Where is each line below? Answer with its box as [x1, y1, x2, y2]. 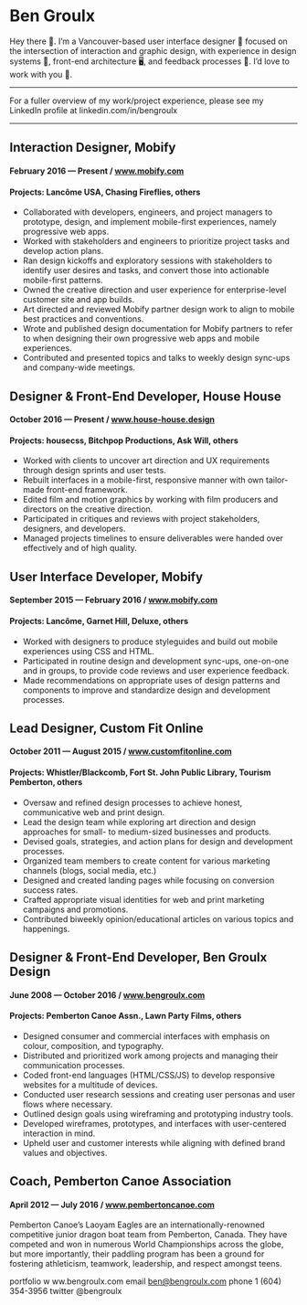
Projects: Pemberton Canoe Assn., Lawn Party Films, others [9, 1011, 242, 1022]
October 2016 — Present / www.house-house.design [9, 414, 216, 425]
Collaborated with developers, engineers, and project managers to [22, 207, 273, 217]
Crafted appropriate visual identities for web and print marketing [22, 894, 265, 905]
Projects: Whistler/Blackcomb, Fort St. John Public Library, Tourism [9, 767, 271, 778]
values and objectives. [22, 1147, 108, 1158]
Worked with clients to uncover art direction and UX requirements [22, 455, 270, 466]
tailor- [265, 474, 289, 485]
